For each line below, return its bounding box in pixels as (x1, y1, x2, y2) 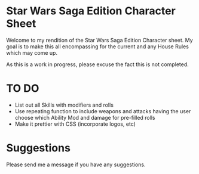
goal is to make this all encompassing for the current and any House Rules (6, 43, 189, 50)
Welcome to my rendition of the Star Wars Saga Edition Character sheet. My (6, 36, 193, 44)
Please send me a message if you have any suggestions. (6, 161, 146, 168)
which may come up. (6, 49, 58, 56)
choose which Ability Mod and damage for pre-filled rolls (14, 114, 155, 121)
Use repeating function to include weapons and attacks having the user (14, 107, 191, 114)
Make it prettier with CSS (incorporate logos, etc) (14, 120, 136, 128)
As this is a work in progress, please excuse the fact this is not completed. (6, 61, 189, 68)
